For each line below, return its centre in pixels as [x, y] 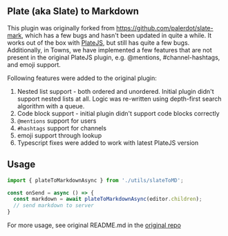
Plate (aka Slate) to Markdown [73, 11]
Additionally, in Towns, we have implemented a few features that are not [110, 50]
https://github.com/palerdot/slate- [165, 28]
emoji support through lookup [59, 135]
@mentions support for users [57, 121]
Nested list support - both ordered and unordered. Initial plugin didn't [115, 91]
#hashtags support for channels [62, 128]
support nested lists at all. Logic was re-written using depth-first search [120, 99]
